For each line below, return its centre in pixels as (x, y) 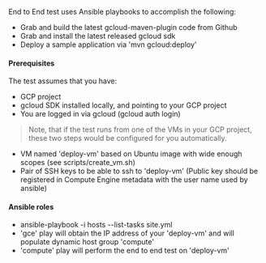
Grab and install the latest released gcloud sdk (98, 36)
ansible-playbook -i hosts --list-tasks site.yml (96, 225)
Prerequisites (32, 63)
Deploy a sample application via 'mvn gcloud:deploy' (108, 45)
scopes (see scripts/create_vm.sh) (78, 163)
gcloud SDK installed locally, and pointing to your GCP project (123, 105)
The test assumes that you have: (63, 81)
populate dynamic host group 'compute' (87, 242)
